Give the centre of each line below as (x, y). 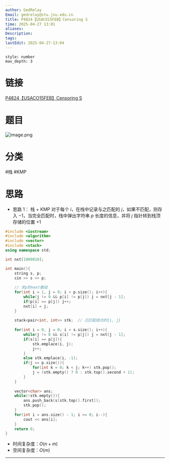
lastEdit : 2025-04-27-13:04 (35, 43)
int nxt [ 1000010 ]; (25, 259)
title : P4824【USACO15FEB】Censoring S (47, 19)
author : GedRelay (24, 10)
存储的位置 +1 (27, 222)
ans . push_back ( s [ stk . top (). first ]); (62, 401)
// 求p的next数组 (31, 288)
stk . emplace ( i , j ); (53, 344)
